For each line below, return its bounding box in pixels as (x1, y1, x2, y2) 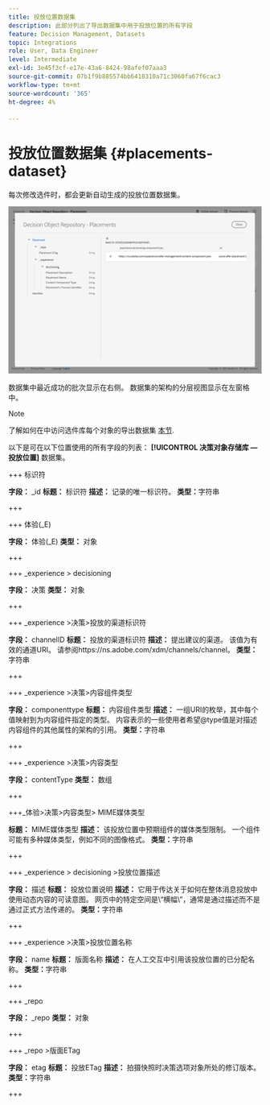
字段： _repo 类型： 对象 (8, 1013, 90, 1023)
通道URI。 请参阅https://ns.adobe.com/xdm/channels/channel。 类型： (22, 645, 258, 655)
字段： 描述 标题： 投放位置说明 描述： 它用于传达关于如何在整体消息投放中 (8, 884, 258, 894)
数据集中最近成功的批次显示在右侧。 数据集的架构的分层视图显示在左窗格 (8, 383, 250, 392)
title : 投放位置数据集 (8, 13, 76, 21)
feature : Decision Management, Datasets (8, 30, 146, 38)
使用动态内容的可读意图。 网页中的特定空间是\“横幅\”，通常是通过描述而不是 (8, 895, 260, 904)
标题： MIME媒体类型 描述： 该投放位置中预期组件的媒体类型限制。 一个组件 (8, 825, 261, 834)
